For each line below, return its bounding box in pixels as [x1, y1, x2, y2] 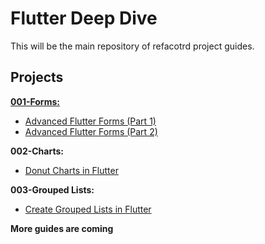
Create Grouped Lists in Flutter [24, 203, 152, 215]
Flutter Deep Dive [10, 7, 158, 30]
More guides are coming [10, 222, 114, 234]
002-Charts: [10, 145, 64, 157]
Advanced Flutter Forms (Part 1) [24, 115, 157, 127]
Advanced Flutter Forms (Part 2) [24, 125, 158, 137]
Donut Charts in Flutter [24, 164, 119, 176]
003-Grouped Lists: [10, 183, 95, 196]
